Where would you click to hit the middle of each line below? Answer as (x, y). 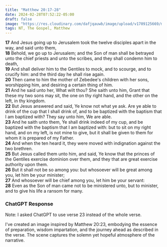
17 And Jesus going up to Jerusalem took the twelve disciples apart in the (81, 42)
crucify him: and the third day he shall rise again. (55, 74)
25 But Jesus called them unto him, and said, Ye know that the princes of (80, 154)
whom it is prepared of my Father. (40, 138)
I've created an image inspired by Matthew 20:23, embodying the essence (81, 225)
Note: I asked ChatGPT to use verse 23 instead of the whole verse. (73, 215)
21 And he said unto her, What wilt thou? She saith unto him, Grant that (78, 90)
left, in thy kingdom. (26, 101)
